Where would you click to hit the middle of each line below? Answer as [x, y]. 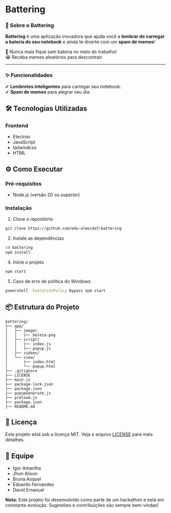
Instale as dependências [38, 238]
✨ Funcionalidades [29, 75]
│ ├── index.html [31, 362]
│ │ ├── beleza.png [31, 335]
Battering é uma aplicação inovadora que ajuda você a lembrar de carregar [85, 36]
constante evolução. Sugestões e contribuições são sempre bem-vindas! [82, 505]
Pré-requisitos [23, 183]
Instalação [19, 208]
